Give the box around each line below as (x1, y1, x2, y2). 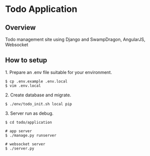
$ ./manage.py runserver (5, 133, 57, 138)
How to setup (5, 56, 47, 65)
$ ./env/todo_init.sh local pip (5, 101, 72, 106)
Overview (5, 23, 36, 32)
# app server (5, 128, 32, 134)
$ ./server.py (5, 146, 35, 151)
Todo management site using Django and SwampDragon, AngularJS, (5, 36, 146, 42)
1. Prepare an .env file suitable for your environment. (5, 69, 112, 75)
